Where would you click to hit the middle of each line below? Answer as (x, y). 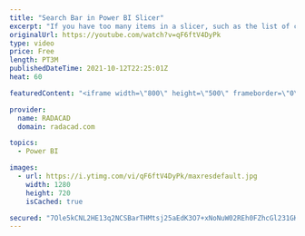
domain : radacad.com (56, 127)
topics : (24, 143)
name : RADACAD (44, 118)
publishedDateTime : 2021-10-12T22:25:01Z (89, 69)
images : (24, 168)
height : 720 (48, 193)
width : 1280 (48, 184)
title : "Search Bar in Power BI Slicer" (87, 18)
